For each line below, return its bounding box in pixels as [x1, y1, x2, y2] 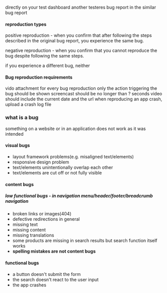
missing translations [12, 232, 54, 239]
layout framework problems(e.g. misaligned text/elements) [12, 153, 134, 159]
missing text [12, 221, 38, 227]
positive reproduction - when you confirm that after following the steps [5, 32, 152, 38]
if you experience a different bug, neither [5, 63, 91, 69]
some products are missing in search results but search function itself [12, 238, 157, 244]
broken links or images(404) [12, 211, 71, 217]
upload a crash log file [5, 101, 52, 107]
